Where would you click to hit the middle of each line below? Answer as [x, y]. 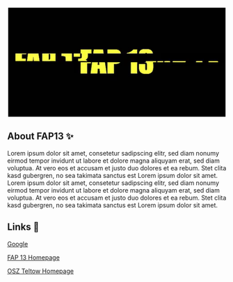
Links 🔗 [23, 227]
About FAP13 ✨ [41, 136]
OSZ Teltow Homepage [41, 271]
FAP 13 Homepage [34, 257]
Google [18, 244]
